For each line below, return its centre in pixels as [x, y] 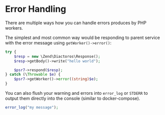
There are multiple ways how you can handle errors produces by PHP [76, 23]
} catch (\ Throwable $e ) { [33, 75]
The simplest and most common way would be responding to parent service [82, 38]
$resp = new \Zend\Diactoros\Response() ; [57, 56]
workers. [14, 28]
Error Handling [36, 9]
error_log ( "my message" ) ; [32, 108]
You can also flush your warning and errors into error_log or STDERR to [77, 93]
